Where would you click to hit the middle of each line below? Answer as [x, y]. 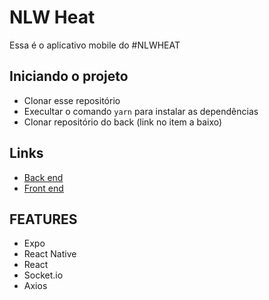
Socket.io [43, 275]
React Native [50, 254]
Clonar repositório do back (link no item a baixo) [123, 122]
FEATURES [43, 219]
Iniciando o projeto [69, 76]
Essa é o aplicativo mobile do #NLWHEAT [95, 45]
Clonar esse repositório [72, 100]
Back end [43, 177]
